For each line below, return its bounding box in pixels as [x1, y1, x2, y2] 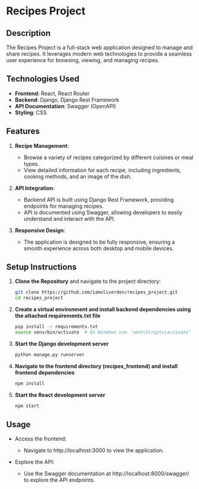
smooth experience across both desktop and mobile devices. [23, 244, 174, 252]
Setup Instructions [6, 262, 77, 272]
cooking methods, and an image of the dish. [23, 172, 132, 180]
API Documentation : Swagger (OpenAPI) [14, 102, 116, 110]
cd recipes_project [14, 295, 64, 301]
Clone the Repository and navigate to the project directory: [14, 278, 161, 285]
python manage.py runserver [14, 351, 85, 357]
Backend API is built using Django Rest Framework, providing [23, 196, 174, 203]
